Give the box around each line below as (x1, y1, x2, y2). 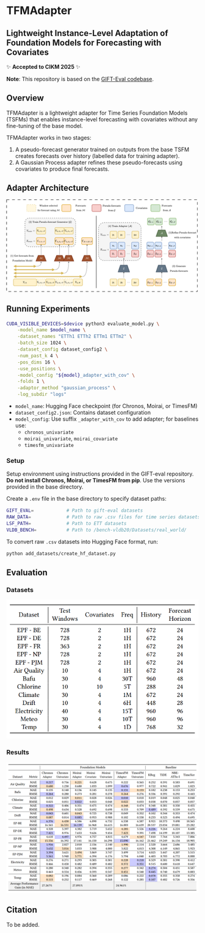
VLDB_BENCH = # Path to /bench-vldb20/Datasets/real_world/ (6, 527, 187, 534)
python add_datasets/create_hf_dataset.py (6, 550, 116, 557)
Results (6, 748, 29, 756)
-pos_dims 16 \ (17, 359, 56, 365)
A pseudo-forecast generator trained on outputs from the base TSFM (15, 146, 190, 153)
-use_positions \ (17, 365, 62, 372)
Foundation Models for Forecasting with (6, 37, 162, 48)
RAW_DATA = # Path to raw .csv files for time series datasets (6, 514, 201, 520)
